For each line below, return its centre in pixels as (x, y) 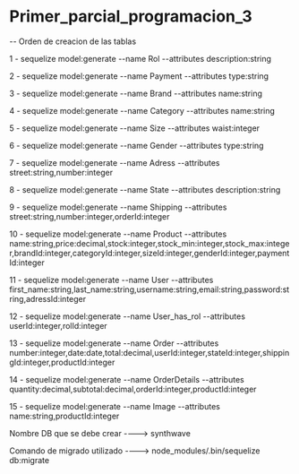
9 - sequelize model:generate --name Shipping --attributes (118, 207)
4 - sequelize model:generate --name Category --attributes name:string (142, 110)
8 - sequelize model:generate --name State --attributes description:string (145, 189)
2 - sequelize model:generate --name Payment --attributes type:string (139, 76)
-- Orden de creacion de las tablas (73, 41)
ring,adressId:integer (48, 298)
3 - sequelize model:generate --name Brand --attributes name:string (136, 93)
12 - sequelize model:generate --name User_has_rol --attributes (128, 316)
